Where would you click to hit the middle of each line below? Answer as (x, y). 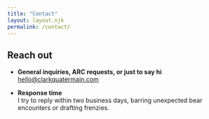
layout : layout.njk (36, 20)
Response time (40, 93)
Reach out (30, 55)
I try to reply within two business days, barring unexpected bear (110, 100)
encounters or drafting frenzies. (63, 108)
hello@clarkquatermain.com (58, 79)
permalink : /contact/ (39, 27)
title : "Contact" (33, 14)
